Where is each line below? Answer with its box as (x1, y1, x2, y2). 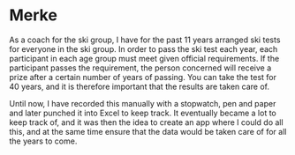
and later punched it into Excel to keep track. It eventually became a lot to (9, 107, 276, 118)
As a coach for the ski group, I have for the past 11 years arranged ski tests (9, 34, 281, 45)
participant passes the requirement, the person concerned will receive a (9, 63, 272, 73)
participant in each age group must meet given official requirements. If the (9, 53, 280, 63)
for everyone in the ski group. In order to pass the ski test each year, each (9, 43, 278, 54)
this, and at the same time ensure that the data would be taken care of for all (9, 126, 287, 137)
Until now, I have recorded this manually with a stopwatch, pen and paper (9, 98, 276, 108)
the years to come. (9, 136, 78, 146)
